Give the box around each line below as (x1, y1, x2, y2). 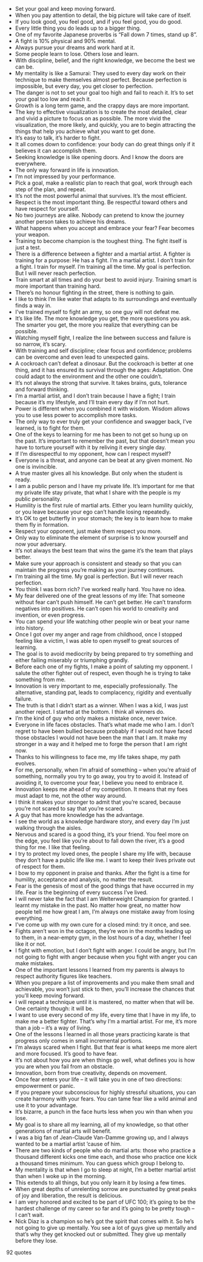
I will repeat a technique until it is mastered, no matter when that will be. (15, 999, 195, 1005)
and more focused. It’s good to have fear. (15, 1050, 118, 1057)
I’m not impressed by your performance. (15, 173, 116, 180)
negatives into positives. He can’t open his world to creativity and (15, 605, 179, 612)
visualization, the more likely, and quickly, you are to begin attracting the (15, 121, 196, 128)
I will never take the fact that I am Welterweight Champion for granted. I (15, 895, 193, 902)
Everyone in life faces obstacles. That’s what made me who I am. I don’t (15, 721, 195, 728)
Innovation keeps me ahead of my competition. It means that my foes (15, 785, 188, 793)
